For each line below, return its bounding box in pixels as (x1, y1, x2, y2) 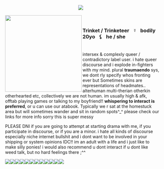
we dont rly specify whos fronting (82, 72, 151, 78)
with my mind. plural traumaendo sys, (82, 67, 160, 73)
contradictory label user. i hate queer (82, 57, 157, 63)
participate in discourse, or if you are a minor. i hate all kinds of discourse (5, 128, 153, 135)
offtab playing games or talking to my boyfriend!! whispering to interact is (5, 98, 155, 104)
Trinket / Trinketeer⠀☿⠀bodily (82, 27, 156, 34)
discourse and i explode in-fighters (82, 62, 153, 68)
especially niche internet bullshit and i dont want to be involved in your (5, 134, 147, 140)
